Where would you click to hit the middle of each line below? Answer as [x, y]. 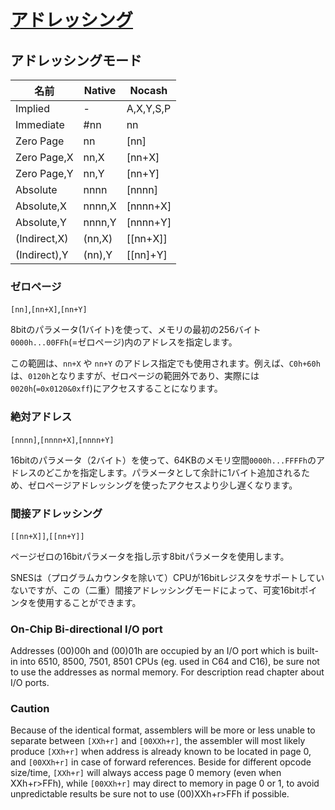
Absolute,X [41, 206]
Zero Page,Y [44, 173]
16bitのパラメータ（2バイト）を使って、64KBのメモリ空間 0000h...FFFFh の [163, 460]
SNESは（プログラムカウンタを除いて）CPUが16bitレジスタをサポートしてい [167, 577]
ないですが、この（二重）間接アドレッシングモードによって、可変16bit [155, 590]
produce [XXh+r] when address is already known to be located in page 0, [161, 752]
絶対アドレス [41, 417]
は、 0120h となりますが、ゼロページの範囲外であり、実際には [135, 376]
